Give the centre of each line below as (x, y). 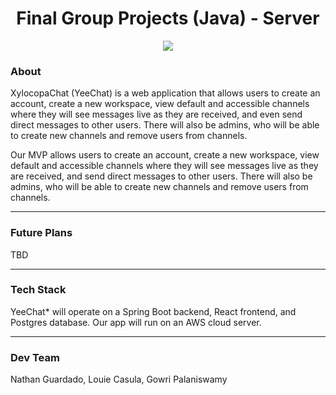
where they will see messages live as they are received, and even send (156, 114)
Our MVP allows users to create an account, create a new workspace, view (165, 155)
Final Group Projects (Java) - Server (168, 18)
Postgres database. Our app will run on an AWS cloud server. (136, 322)
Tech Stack (38, 290)
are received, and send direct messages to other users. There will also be (161, 176)
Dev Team (35, 357)
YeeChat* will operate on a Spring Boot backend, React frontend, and (153, 311)
